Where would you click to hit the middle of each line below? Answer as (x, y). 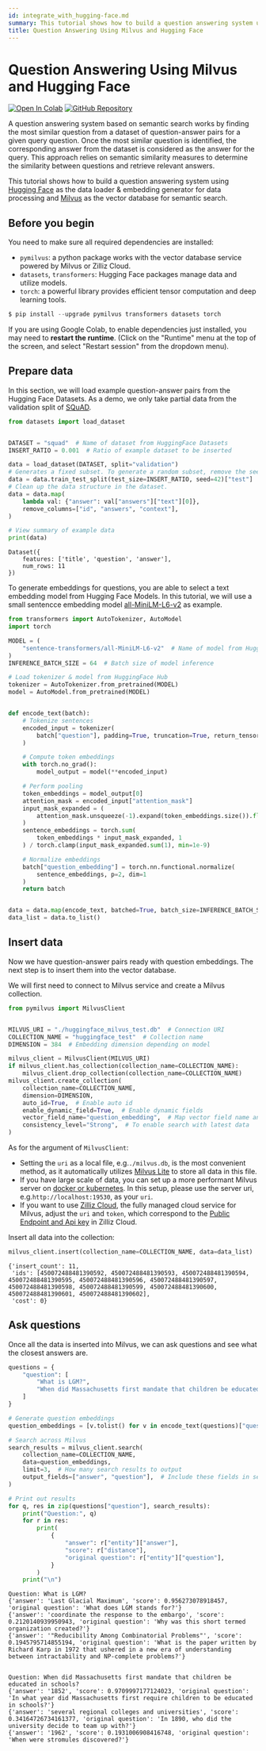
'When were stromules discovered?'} (68, 1740)
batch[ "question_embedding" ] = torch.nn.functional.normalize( (129, 867)
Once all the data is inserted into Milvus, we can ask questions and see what (133, 1344)
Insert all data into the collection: (61, 1237)
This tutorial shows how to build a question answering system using (119, 181)
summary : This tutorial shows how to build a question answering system (131, 23)
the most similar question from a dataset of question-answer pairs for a (124, 132)
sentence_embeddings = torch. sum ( (79, 831)
